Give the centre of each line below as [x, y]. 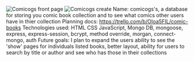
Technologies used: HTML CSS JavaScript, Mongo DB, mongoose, [103, 27]
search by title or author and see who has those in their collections [86, 52]
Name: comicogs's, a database [150, 9]
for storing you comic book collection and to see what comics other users [95, 15]
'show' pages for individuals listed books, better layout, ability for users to [95, 46]
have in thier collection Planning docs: [52, 21]
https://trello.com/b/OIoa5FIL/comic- [144, 21]
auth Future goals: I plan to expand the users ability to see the [100, 40]
